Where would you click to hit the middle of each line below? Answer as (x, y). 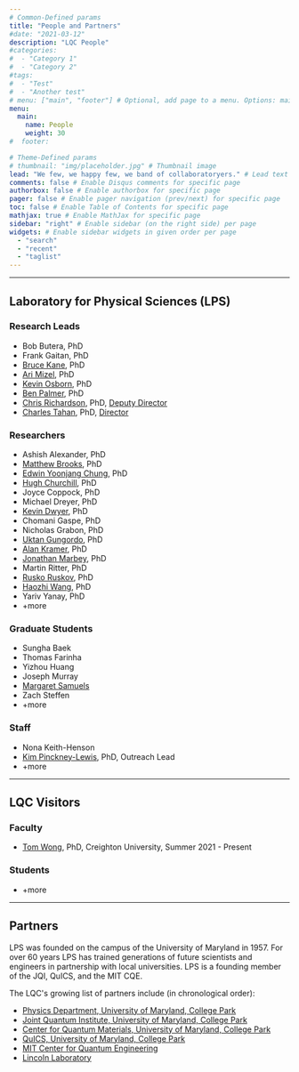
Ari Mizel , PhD (48, 374)
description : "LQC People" (59, 42)
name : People (49, 125)
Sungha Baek (46, 648)
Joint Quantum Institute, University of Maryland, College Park (134, 1020)
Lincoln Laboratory (57, 1057)
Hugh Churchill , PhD (59, 483)
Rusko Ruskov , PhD (57, 577)
